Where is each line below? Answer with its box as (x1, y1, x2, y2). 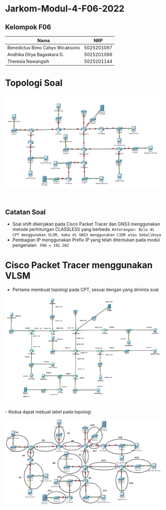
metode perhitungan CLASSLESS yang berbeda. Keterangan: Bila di (12, 226, 155, 232)
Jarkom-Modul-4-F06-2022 (5, 3, 125, 14)
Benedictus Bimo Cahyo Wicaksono (7, 44, 80, 50)
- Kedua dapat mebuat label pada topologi (5, 408, 92, 414)
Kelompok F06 (5, 23, 51, 31)
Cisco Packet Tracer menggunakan (5, 260, 153, 271)
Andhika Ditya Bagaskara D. (7, 52, 64, 57)
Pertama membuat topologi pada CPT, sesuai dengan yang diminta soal (12, 287, 159, 293)
